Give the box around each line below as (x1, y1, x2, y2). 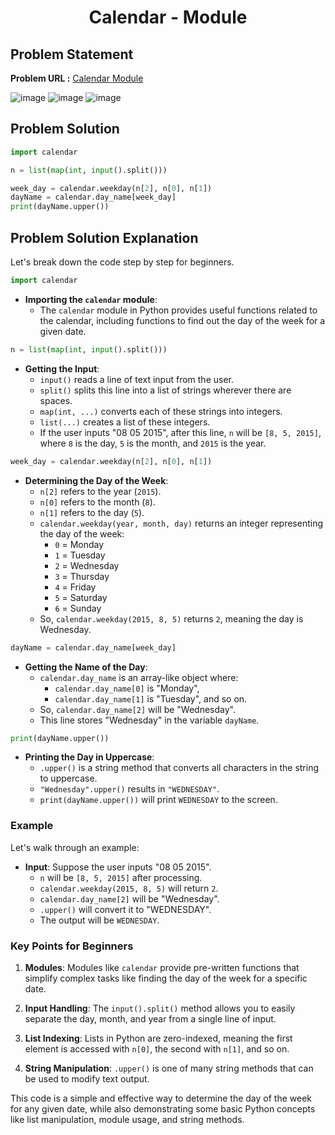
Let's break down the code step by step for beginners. (10, 256, 235, 268)
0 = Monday (54, 538, 105, 550)
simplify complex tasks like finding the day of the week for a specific (24, 972, 308, 984)
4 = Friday (54, 581, 97, 593)
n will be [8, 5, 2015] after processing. (39, 871, 203, 883)
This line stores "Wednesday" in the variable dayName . (39, 714, 260, 726)
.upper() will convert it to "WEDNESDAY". (39, 903, 212, 915)
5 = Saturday (54, 591, 108, 603)
